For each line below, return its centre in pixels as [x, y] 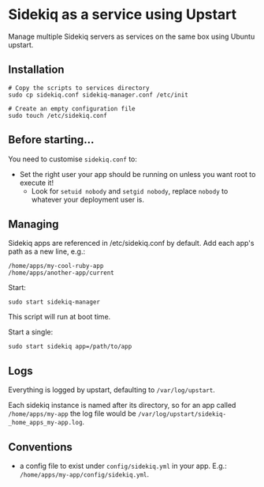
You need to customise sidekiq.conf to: [73, 159]
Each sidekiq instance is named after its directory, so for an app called [122, 406]
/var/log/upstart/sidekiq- [182, 414]
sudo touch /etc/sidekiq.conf [58, 115]
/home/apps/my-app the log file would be [72, 413]
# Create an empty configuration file [72, 108]
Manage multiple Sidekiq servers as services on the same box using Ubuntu [132, 36]
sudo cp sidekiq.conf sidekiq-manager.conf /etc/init [99, 95]
